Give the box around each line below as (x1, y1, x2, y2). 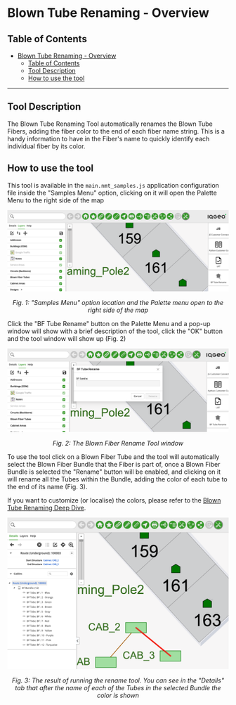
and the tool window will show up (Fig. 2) (7, 334, 126, 342)
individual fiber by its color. (7, 142, 86, 150)
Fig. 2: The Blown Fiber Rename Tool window (52, 439, 184, 448)
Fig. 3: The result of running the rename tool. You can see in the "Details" (11, 676, 225, 685)
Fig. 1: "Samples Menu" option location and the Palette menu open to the (13, 298, 223, 306)
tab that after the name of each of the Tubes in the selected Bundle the (15, 684, 221, 692)
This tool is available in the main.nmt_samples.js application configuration (7, 181, 220, 189)
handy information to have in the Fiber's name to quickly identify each (7, 134, 210, 143)
